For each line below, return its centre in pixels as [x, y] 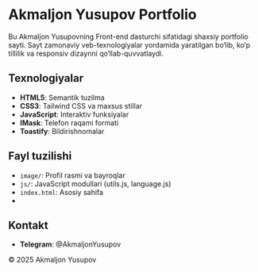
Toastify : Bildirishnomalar [62, 131]
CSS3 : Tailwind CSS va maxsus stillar [81, 105]
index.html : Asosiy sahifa [62, 192]
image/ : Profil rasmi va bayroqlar [72, 175]
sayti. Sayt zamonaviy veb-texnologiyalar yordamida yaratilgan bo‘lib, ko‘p [129, 44]
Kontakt [29, 225]
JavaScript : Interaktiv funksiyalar [74, 114]
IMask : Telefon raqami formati [69, 123]
